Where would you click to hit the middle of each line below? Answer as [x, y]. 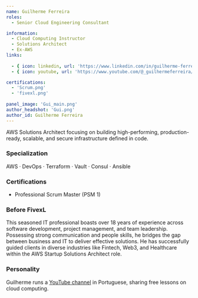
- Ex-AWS [22, 50]
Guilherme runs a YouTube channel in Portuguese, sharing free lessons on [96, 282]
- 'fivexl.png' [30, 93]
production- [175, 132]
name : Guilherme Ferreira [38, 12]
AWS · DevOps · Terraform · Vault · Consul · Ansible [68, 166]
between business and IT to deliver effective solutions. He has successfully [98, 241]
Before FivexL [26, 210]
